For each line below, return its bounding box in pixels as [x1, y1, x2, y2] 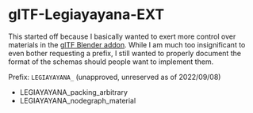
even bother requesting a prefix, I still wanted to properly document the [8, 48, 242, 58]
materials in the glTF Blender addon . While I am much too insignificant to [8, 40, 246, 49]
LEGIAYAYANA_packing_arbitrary [19, 87, 128, 96]
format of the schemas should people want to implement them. [8, 57, 214, 66]
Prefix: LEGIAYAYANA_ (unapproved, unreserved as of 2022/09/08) [8, 72, 221, 81]
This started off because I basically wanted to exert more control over [8, 32, 236, 41]
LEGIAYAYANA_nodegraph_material [19, 96, 136, 105]
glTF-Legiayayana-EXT [8, 6, 165, 24]
